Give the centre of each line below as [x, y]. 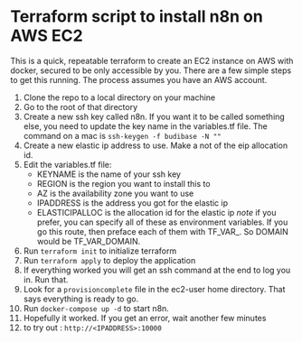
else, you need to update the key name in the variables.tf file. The [145, 126]
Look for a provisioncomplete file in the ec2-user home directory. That [154, 289]
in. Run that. [46, 279]
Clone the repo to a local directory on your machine [119, 97]
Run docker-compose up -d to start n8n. [96, 308]
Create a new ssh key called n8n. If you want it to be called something [154, 116]
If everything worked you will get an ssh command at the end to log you [157, 270]
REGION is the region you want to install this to [123, 183]
